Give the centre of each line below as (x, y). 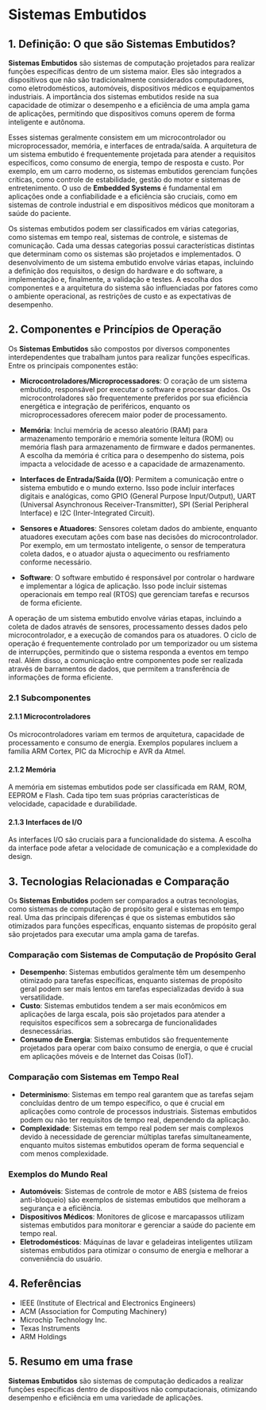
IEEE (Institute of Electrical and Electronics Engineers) (108, 1303)
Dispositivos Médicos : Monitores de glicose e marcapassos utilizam (132, 1217)
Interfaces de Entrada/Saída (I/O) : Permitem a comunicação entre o (132, 479)
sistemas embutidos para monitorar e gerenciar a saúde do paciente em (137, 1225)
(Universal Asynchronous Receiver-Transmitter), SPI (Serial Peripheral (134, 504)
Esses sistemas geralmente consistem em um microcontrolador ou (117, 137)
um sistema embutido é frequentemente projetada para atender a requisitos (132, 154)
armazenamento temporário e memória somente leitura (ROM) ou (127, 438)
